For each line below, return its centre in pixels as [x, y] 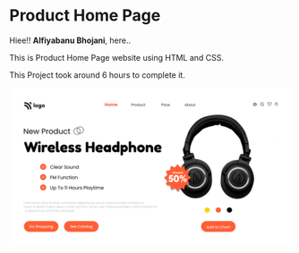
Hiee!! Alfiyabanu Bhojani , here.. [70, 40]
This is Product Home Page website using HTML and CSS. [117, 57]
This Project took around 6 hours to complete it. [97, 75]
